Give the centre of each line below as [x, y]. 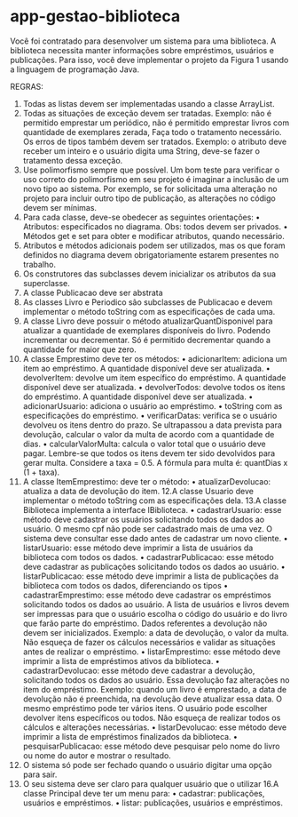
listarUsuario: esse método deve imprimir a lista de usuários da [138, 548]
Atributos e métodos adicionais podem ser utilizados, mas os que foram [154, 245]
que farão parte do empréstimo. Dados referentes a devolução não [145, 623]
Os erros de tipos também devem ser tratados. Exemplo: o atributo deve [155, 141]
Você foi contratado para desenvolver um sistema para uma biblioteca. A [143, 41]
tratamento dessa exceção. [73, 160]
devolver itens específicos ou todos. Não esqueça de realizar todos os [152, 717]
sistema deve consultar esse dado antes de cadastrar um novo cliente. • [155, 538]
